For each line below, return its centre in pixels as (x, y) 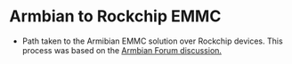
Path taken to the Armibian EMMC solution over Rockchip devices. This (152, 41)
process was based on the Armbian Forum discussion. (122, 50)
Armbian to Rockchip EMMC (115, 16)
